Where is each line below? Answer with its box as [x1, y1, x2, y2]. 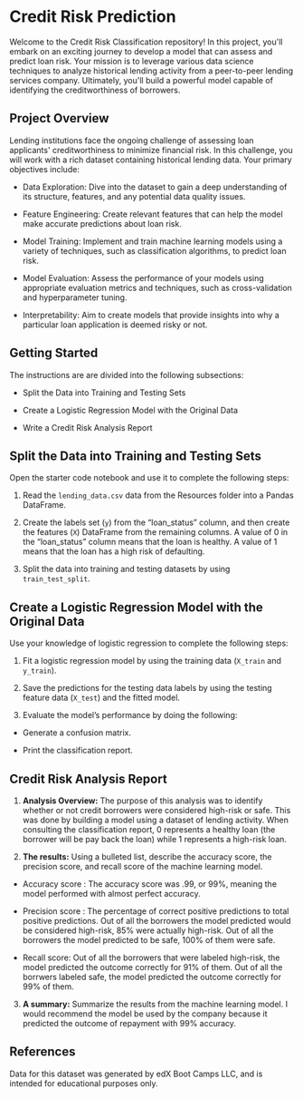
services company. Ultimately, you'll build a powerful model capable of [9, 74, 274, 85]
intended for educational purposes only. [9, 1077, 158, 1089]
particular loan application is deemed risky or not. [22, 319, 208, 330]
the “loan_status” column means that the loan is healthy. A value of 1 [22, 537, 278, 548]
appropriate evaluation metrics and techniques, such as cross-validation [22, 282, 292, 293]
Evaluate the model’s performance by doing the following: [22, 710, 238, 721]
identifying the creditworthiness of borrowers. [9, 84, 181, 95]
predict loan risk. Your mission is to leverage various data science [9, 55, 254, 66]
